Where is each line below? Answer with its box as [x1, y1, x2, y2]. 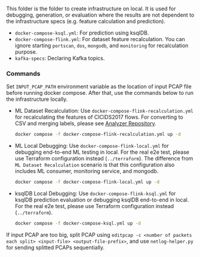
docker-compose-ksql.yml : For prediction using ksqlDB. [14, 29, 149, 36]
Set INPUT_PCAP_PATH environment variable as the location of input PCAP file [6, 83, 192, 90]
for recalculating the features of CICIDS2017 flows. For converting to [14, 113, 183, 121]
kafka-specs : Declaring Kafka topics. [14, 55, 105, 61]
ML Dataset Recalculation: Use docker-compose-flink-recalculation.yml [14, 107, 194, 114]
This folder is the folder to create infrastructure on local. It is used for [6, 5, 176, 12]
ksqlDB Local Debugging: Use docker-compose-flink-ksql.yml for [14, 190, 176, 197]
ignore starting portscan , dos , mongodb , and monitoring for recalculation [14, 42, 189, 49]
